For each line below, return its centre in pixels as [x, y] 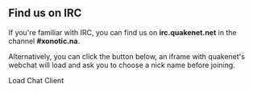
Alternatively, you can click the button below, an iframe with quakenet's [127, 56]
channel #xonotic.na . [44, 41]
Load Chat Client [36, 80]
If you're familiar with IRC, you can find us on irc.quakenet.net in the [122, 32]
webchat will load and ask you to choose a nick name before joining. [122, 65]
